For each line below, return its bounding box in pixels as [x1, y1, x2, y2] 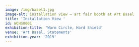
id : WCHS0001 [5, 21, 32, 26]
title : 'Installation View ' [5, 16, 66, 21]
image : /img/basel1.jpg [5, 7, 55, 12]
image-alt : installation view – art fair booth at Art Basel [5, 12, 135, 17]
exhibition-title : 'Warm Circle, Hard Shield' [5, 25, 103, 30]
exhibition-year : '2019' [5, 35, 57, 40]
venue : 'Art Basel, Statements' [5, 30, 72, 35]
